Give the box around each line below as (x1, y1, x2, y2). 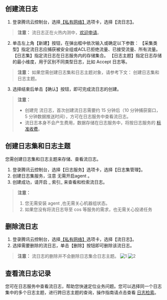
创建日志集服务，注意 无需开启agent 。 (12, 173, 92, 179)
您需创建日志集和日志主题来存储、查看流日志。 (5, 156, 101, 162)
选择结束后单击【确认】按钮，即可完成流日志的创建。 (12, 86, 122, 92)
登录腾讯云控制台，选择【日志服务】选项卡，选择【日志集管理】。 (12, 166, 146, 173)
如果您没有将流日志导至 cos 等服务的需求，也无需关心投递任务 (24, 206, 153, 212)
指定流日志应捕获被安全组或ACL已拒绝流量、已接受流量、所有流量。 (21, 46, 161, 52)
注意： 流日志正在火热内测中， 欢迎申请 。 (17, 29, 102, 35)
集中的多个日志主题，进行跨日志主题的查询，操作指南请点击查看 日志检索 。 (5, 290, 159, 296)
